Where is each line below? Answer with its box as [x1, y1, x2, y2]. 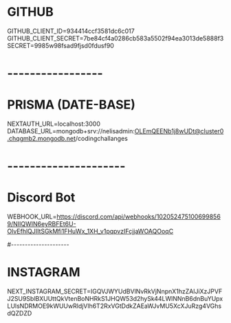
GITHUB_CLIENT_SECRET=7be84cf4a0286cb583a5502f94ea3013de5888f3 [7, 34, 224, 42]
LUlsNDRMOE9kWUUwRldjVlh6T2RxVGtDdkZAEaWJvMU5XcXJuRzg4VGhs [7, 302, 222, 310]
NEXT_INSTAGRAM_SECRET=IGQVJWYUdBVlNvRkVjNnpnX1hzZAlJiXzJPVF [7, 287, 223, 296]
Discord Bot [7, 190, 76, 205]
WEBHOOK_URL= [7, 212, 57, 221]
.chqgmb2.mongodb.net [7, 135, 76, 143]
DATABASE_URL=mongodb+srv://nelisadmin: [7, 127, 135, 135]
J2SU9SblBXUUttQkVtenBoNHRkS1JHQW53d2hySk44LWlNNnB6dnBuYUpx [7, 295, 223, 303]
